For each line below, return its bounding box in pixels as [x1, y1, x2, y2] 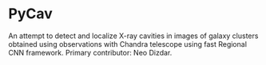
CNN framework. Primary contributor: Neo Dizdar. [8, 48, 173, 57]
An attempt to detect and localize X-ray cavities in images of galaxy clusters [8, 31, 259, 40]
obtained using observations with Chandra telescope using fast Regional [8, 39, 248, 48]
